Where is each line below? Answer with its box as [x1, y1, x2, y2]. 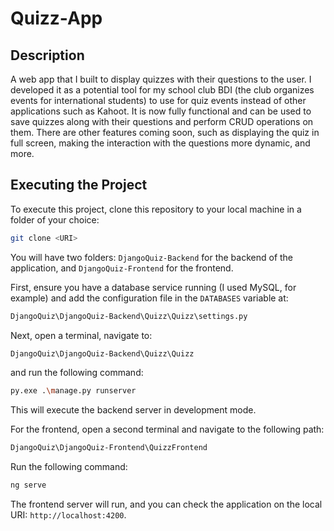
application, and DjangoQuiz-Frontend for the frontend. [10, 262, 234, 274]
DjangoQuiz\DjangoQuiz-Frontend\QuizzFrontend [10, 443, 208, 453]
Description [10, 47, 85, 64]
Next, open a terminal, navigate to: [10, 329, 153, 341]
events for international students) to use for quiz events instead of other [10, 95, 307, 106]
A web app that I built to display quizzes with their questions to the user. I [10, 73, 312, 85]
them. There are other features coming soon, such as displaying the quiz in [10, 127, 320, 138]
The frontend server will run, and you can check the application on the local [10, 498, 323, 511]
